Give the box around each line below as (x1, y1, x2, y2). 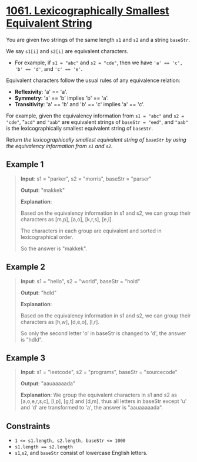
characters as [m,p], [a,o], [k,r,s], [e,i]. (20, 215, 113, 222)
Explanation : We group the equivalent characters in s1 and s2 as (20, 391, 178, 399)
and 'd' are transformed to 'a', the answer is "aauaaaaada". (20, 404, 163, 411)
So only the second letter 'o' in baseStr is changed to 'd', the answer (20, 329, 186, 337)
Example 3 (6, 353, 46, 363)
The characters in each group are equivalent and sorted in (20, 227, 162, 234)
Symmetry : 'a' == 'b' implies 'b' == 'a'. (14, 94, 109, 101)
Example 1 (6, 159, 44, 169)
